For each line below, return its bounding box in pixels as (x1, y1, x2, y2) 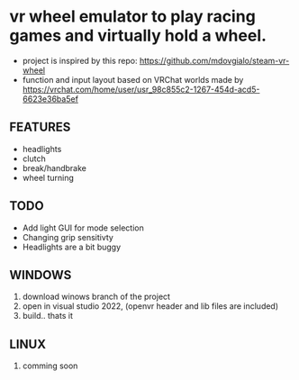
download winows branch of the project (22, 291, 171, 303)
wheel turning (22, 172, 75, 183)
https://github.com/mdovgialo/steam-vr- (139, 55, 290, 66)
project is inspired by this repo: (22, 55, 138, 66)
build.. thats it (22, 311, 74, 321)
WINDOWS (9, 267, 72, 283)
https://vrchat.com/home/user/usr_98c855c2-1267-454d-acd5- (22, 84, 260, 95)
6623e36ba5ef (22, 93, 79, 104)
